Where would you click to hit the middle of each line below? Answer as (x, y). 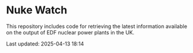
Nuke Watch (37, 10)
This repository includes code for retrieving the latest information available (97, 26)
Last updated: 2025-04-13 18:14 (45, 44)
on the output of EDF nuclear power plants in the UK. (70, 32)
